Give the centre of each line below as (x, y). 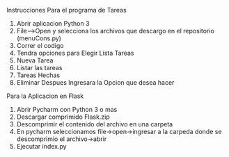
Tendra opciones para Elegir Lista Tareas (75, 53)
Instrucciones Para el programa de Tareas (66, 10)
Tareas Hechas (38, 75)
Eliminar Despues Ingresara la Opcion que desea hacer (95, 82)
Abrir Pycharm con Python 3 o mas (67, 109)
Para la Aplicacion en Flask (45, 96)
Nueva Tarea (35, 60)
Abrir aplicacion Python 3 (53, 23)
